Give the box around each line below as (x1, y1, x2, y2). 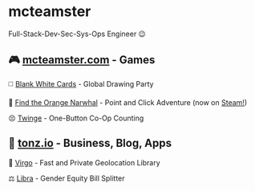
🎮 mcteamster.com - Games (8, 53, 156, 67)
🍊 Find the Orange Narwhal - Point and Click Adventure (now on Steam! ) (8, 97, 247, 107)
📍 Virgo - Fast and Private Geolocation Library (8, 157, 160, 167)
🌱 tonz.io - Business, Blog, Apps (8, 136, 172, 150)
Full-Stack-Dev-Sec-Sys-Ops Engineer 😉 (8, 29, 146, 39)
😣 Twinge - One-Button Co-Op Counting (8, 113, 144, 123)
